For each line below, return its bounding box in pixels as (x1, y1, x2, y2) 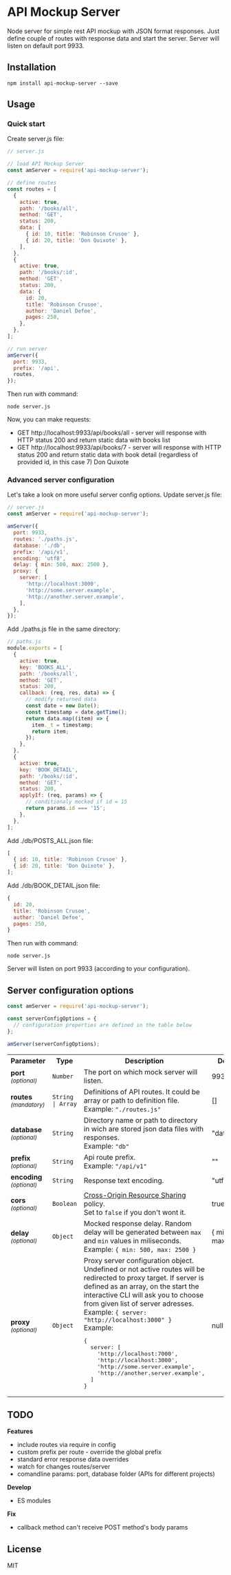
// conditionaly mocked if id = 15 (25, 798, 128, 806)
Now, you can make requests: (7, 415, 91, 424)
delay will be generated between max (83, 1227, 201, 1237)
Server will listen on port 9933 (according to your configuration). (7, 965, 190, 973)
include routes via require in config (16, 1441, 116, 1449)
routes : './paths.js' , (13, 535, 78, 543)
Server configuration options (7, 984, 134, 996)
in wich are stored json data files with (83, 1124, 204, 1134)
